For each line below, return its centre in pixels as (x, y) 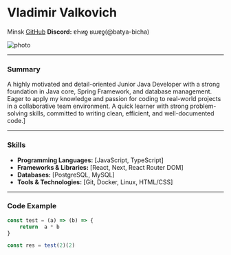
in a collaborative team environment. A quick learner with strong (98, 106)
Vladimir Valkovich (62, 13)
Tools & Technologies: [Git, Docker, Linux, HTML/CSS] (95, 182)
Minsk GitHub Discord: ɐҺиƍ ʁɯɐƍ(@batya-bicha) (78, 32)
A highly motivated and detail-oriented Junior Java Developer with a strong (113, 85)
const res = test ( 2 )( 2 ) (41, 245)
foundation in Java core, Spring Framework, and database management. (110, 91)
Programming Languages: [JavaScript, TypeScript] (90, 160)
